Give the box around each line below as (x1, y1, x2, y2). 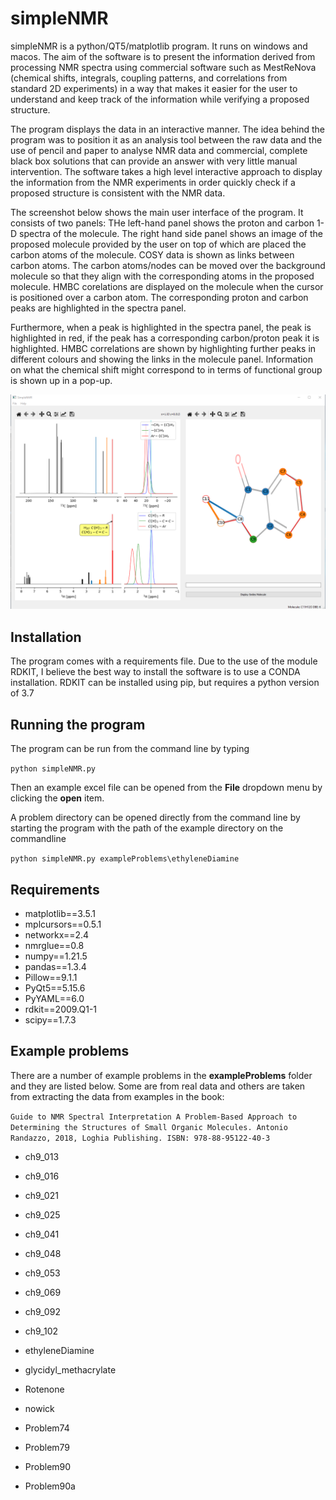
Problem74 (24, 1422, 70, 1434)
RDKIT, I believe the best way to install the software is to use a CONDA (10, 666, 301, 678)
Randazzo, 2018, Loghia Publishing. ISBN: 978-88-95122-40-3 (10, 1133, 271, 1143)
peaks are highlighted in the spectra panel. (10, 302, 187, 314)
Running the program (10, 716, 146, 733)
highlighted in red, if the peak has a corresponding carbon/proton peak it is (10, 332, 320, 344)
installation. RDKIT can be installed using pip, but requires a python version (10, 677, 320, 689)
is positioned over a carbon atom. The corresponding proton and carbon (10, 291, 309, 303)
